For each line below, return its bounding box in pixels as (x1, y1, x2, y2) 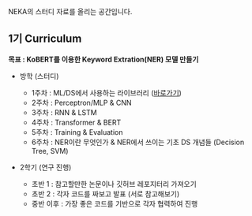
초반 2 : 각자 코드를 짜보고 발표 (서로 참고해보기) (31, 188, 180, 199)
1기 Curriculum (8, 32, 82, 46)
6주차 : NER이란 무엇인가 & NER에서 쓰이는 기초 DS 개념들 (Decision (31, 137, 245, 147)
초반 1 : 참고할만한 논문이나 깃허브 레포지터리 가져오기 (31, 179, 197, 188)
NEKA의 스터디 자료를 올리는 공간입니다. (8, 7, 133, 16)
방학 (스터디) (19, 71, 59, 80)
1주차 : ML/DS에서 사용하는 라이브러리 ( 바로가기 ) (31, 88, 182, 97)
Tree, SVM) (31, 146, 69, 155)
